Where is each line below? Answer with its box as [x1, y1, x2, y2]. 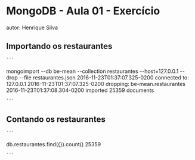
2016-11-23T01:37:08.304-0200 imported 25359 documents [6, 87, 154, 94]
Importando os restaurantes [6, 41, 113, 51]
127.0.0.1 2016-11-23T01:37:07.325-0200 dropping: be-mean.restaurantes [6, 80, 186, 87]
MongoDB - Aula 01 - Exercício [6, 4, 160, 18]
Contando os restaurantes [6, 115, 106, 125]
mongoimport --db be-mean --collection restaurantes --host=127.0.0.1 [6, 67, 179, 75]
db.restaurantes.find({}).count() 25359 [6, 140, 101, 147]
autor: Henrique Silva [6, 24, 58, 31]
